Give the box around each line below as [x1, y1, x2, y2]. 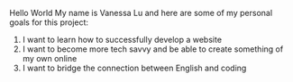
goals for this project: [9, 17, 88, 28]
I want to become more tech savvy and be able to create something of [22, 44, 284, 54]
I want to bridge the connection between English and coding [22, 62, 247, 73]
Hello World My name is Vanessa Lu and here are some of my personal [9, 8, 273, 18]
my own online [22, 53, 78, 63]
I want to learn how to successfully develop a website [22, 35, 223, 45]
